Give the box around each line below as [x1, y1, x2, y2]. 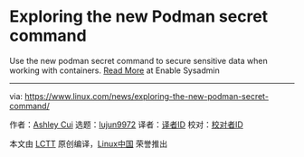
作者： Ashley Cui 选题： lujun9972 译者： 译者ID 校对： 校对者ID [9, 119, 244, 130]
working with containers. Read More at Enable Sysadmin [9, 65, 220, 76]
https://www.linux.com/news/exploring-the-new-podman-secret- [24, 90, 270, 101]
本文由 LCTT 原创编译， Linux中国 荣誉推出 [9, 138, 168, 149]
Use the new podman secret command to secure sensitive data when [9, 55, 269, 66]
